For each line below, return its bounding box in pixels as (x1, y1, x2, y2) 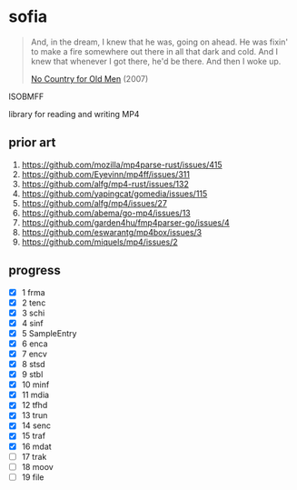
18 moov (21, 461, 54, 472)
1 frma (21, 286, 46, 297)
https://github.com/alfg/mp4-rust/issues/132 (21, 178, 190, 189)
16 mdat (21, 441, 52, 452)
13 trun (21, 410, 48, 421)
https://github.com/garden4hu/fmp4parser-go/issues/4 (21, 216, 231, 228)
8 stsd (21, 359, 46, 369)
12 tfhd (21, 400, 48, 411)
